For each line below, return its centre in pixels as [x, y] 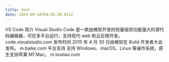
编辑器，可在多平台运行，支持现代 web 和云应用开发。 [66, 35]
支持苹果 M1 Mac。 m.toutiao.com [45, 54]
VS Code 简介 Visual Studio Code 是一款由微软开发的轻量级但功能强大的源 [82, 29]
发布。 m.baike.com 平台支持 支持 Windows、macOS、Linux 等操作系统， [82, 48]
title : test [18, 10]
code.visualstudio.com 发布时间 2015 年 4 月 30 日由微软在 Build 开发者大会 [84, 42]
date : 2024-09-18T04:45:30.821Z [39, 14]
